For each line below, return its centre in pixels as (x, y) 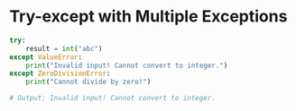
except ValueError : (46, 57)
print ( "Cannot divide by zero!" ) (88, 82)
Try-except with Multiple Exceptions (148, 17)
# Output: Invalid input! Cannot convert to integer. (113, 98)
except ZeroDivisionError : (60, 73)
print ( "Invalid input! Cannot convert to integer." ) (127, 65)
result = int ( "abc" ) (64, 48)
